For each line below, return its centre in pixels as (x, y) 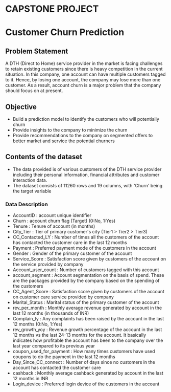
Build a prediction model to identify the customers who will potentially (86, 119)
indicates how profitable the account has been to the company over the (88, 340)
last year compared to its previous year (54, 346)
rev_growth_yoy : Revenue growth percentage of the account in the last (87, 330)
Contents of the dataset (44, 157)
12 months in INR (30, 379)
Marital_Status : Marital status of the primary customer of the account (86, 302)
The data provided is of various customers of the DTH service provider (87, 169)
